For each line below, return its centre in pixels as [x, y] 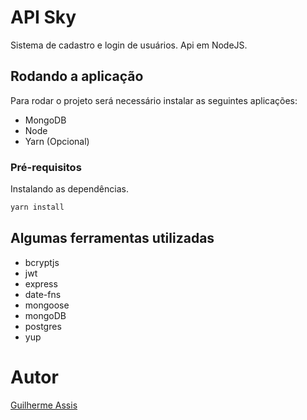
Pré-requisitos [46, 167]
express [41, 283]
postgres [43, 326]
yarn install [37, 207]
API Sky [43, 17]
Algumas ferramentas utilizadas [112, 238]
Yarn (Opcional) [57, 141]
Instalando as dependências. [69, 189]
